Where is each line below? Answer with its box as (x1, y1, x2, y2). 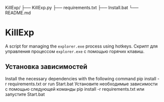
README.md (5, 10, 31, 16)
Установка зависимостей (5, 63, 88, 71)
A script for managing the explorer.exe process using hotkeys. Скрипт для (5, 43, 158, 49)
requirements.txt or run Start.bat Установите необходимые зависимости (8, 81, 158, 87)
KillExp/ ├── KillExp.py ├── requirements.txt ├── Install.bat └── (5, 5, 139, 10)
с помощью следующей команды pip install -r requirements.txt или (5, 86, 144, 92)
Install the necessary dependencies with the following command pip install (5, 76, 157, 81)
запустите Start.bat (5, 91, 45, 97)
